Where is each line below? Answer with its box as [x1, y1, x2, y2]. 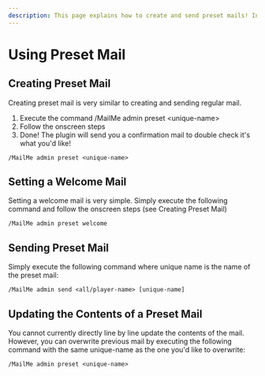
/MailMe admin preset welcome [8, 220, 108, 227]
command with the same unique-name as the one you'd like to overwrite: [8, 345, 246, 355]
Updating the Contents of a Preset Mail [8, 307, 203, 321]
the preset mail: [8, 270, 59, 280]
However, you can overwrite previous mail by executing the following [8, 337, 233, 346]
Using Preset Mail [8, 45, 126, 63]
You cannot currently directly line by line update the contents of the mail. [8, 329, 244, 338]
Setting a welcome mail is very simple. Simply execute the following [8, 196, 228, 205]
